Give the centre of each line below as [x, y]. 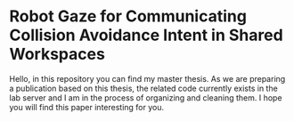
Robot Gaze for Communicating [128, 16]
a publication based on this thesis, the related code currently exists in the [143, 88]
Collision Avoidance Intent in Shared [146, 35]
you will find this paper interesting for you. [87, 107]
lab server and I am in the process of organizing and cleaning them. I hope [146, 97]
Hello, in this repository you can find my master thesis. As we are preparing [147, 78]
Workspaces [57, 54]
